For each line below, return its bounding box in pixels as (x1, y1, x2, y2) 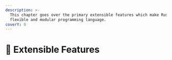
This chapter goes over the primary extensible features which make (10, 12, 159, 17)
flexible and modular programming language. (10, 17, 106, 22)
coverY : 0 (5, 22, 27, 27)
